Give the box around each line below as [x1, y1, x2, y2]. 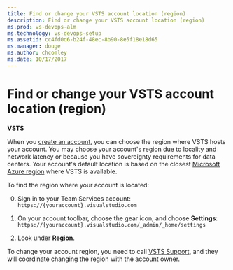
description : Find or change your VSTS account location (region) [7, 17, 205, 24]
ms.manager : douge [7, 43, 61, 50]
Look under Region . [17, 234, 75, 242]
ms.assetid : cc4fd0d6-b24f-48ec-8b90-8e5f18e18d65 [7, 36, 158, 43]
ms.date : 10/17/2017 [7, 56, 68, 63]
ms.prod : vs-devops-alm [7, 23, 77, 30]
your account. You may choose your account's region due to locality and [7, 145, 217, 153]
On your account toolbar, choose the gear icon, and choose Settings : [17, 214, 218, 222]
